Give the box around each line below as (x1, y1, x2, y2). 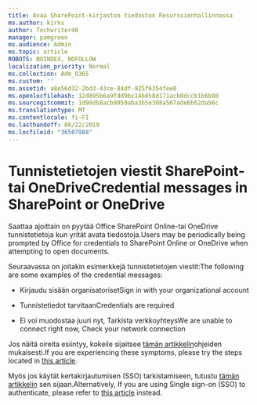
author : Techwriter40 (8, 26, 79, 34)
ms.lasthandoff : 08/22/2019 (8, 121, 100, 129)
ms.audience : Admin (8, 41, 72, 49)
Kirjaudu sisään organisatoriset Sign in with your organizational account (19, 285, 249, 294)
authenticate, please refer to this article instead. (8, 388, 163, 397)
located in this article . (8, 356, 78, 365)
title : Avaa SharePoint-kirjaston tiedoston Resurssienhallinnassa (8, 11, 233, 20)
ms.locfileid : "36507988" (8, 128, 92, 136)
